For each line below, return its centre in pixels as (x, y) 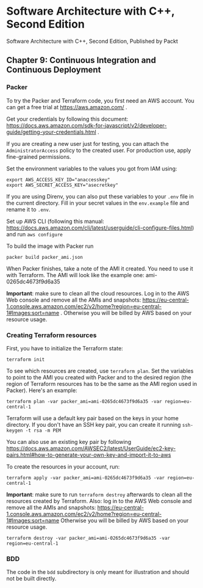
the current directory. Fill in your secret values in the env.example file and (98, 203)
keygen (15, 430)
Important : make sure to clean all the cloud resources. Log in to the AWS (98, 293)
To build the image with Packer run (50, 246)
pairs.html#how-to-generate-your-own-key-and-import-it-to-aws (89, 455)
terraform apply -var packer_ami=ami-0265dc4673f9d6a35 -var (86, 477)
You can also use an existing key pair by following (69, 441)
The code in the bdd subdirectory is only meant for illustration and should (98, 572)
